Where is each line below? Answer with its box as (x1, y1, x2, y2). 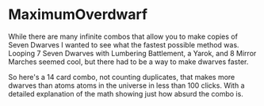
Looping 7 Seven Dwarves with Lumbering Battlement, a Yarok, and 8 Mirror (8, 48, 257, 58)
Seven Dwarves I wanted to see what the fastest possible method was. (8, 40, 239, 49)
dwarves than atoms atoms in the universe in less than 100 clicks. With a (8, 81, 245, 90)
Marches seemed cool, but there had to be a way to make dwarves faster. (8, 57, 249, 66)
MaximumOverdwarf (8, 6, 148, 24)
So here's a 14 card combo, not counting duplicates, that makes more (8, 72, 235, 81)
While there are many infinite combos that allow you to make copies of (8, 32, 238, 41)
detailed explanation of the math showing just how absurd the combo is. (8, 89, 243, 98)
